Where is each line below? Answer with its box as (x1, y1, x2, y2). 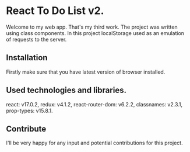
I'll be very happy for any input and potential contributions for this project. (6, 139, 183, 147)
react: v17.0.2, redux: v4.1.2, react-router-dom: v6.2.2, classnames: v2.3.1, (6, 101, 183, 108)
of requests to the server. (6, 36, 67, 43)
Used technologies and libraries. (6, 85, 127, 95)
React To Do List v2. (6, 4, 104, 18)
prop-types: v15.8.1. (6, 107, 53, 114)
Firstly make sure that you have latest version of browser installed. (6, 68, 166, 75)
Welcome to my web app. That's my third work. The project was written (6, 23, 178, 30)
